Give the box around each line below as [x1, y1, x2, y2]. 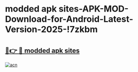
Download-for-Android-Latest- [5, 14, 134, 25]
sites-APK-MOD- [58, 3, 129, 14]
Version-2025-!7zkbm [5, 24, 98, 35]
